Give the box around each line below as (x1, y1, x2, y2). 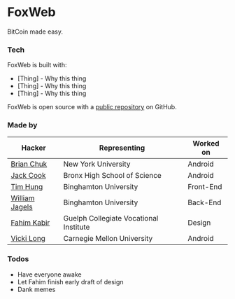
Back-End (187, 197, 222, 207)
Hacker (21, 143, 46, 153)
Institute (63, 222, 90, 232)
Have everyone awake (17, 270, 82, 279)
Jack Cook (10, 170, 46, 180)
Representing (99, 143, 145, 153)
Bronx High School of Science (63, 170, 162, 180)
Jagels (10, 202, 33, 211)
